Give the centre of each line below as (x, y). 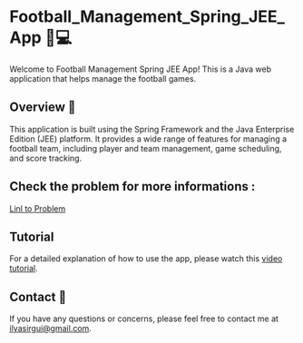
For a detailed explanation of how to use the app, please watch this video (146, 259)
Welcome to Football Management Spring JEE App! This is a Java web (141, 69)
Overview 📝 (43, 108)
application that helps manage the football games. (103, 78)
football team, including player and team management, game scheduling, (146, 148)
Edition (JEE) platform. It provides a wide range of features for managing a (148, 139)
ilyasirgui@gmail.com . (51, 328)
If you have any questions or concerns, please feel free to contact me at (144, 318)
